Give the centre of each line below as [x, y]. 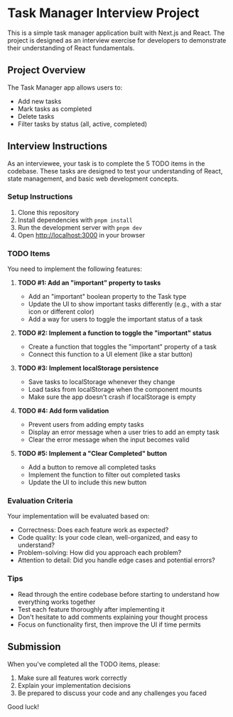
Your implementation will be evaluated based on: [78, 516]
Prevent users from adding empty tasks [86, 425]
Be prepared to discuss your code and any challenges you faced [112, 693]
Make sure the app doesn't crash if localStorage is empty [112, 397]
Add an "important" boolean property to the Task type [107, 297]
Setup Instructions [40, 197]
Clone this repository [48, 212]
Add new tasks [39, 101]
